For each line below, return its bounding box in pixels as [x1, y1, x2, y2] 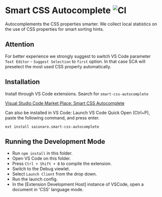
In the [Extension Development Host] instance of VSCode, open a [12, 181, 144, 187]
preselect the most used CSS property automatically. [5, 63, 111, 69]
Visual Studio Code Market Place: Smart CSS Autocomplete [5, 100, 125, 106]
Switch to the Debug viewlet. [12, 166, 70, 172]
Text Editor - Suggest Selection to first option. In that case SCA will [5, 59, 145, 64]
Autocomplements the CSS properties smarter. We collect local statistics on [5, 21, 158, 27]
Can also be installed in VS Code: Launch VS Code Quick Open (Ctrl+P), [5, 110, 150, 116]
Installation [5, 78, 40, 86]
